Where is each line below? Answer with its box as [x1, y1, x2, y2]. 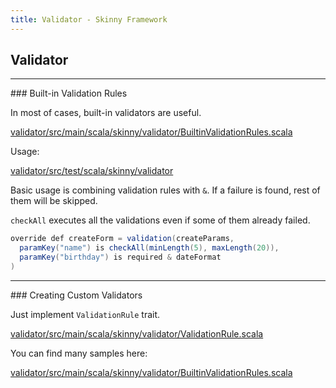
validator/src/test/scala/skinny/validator [10, 165, 174, 177]
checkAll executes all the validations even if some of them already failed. [10, 214, 311, 226]
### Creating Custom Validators [10, 289, 143, 301]
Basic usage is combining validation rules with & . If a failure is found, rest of [10, 184, 321, 196]
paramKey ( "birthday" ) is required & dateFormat [19, 252, 222, 263]
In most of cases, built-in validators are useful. [10, 107, 202, 119]
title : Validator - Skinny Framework [10, 14, 168, 25]
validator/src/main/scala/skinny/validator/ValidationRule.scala [10, 327, 264, 340]
